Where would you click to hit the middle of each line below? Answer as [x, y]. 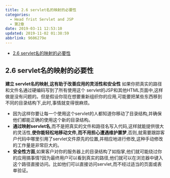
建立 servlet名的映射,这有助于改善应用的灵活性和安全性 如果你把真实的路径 [84, 83]
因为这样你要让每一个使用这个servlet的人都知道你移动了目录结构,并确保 [87, 113]
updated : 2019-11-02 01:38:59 [37, 33]
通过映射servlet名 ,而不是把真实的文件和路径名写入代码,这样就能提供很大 [88, 126]
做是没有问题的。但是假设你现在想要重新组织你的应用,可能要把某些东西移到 [84, 96]
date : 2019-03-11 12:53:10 [34, 29]
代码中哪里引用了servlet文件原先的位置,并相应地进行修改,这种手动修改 [90, 139]
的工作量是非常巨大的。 [37, 145]
